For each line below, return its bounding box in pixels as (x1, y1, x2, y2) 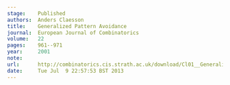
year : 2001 (7, 49, 51, 56)
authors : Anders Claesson (7, 16, 84, 23)
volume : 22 (7, 36, 44, 42)
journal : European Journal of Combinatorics (7, 29, 139, 36)
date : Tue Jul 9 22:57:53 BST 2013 (7, 67, 125, 74)
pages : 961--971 (7, 42, 63, 49)
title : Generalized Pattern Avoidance (7, 23, 127, 29)
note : (7, 55, 23, 62)
